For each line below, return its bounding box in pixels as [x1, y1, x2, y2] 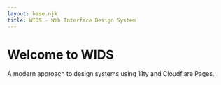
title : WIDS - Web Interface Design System [7, 17, 136, 24]
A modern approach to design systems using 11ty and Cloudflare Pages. [7, 70, 215, 78]
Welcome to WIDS [7, 47, 114, 63]
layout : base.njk [7, 10, 58, 17]
